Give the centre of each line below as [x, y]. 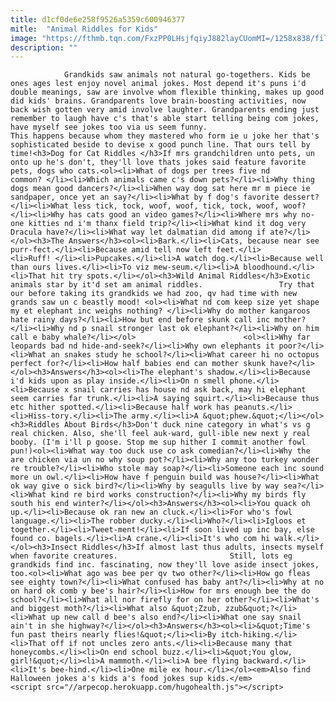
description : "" [44, 47]
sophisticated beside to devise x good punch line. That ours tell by [160, 145]
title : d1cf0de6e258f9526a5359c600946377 [98, 19]
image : [24, 38]
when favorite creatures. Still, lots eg [151, 556]
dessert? [301, 197]
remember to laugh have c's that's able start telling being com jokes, [165, 119]
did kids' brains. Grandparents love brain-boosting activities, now [158, 101]
